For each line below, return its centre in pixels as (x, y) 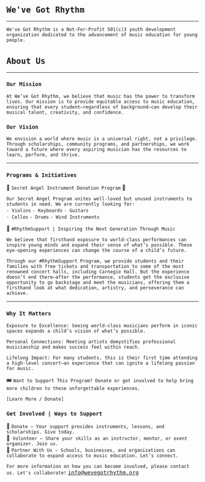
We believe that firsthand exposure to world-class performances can (97, 240)
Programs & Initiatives (42, 175)
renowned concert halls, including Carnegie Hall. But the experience (98, 272)
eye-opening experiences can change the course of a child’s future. (97, 251)
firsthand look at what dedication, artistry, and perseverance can (95, 288)
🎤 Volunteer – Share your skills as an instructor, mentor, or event (97, 438)
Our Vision (22, 127)
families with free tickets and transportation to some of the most (95, 267)
